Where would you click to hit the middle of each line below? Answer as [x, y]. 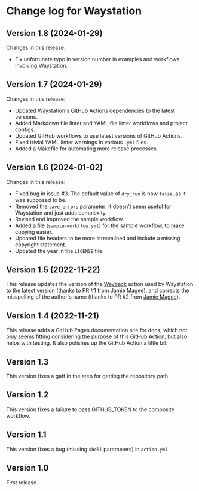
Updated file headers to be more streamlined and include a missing [97, 238]
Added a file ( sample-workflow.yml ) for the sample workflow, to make [99, 225]
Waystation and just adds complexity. [61, 213]
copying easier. [34, 231]
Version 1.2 [27, 395]
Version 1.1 [26, 435]
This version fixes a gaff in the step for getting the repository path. [88, 376]
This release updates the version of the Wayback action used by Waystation [100, 284]
